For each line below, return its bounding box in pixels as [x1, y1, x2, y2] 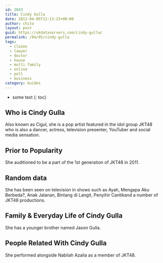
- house [9, 58, 26, 63]
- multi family [9, 62, 41, 67]
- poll [9, 72, 23, 76]
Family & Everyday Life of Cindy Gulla [5, 212, 122, 220]
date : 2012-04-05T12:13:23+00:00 [5, 16, 74, 21]
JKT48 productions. [5, 197, 46, 203]
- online [9, 67, 28, 72]
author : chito [5, 21, 35, 26]
